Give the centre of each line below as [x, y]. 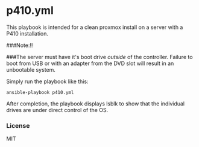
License [18, 125]
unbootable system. [31, 69]
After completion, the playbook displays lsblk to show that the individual [96, 104]
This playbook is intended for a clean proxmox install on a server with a [95, 27]
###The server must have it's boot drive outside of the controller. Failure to [99, 57]
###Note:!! [20, 45]
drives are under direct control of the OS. [57, 110]
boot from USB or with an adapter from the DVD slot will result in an [90, 63]
